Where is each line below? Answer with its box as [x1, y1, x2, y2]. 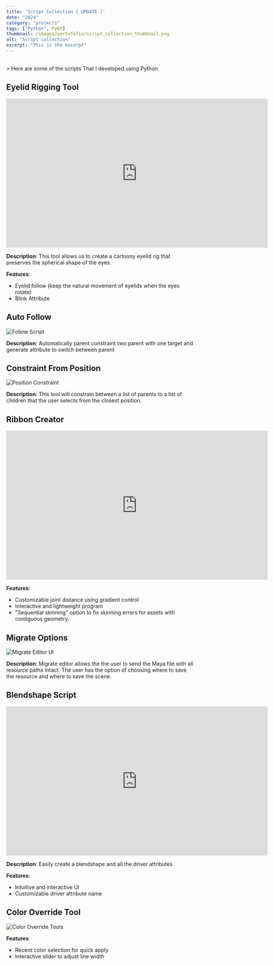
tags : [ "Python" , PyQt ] [6, 25, 66, 32]
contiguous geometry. [14, 615, 70, 623]
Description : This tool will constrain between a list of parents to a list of [6, 391, 182, 398]
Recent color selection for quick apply [14, 946, 109, 953]
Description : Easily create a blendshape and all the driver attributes [6, 860, 173, 867]
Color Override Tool [6, 907, 81, 918]
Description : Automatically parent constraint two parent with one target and [6, 339, 193, 347]
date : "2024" [6, 14, 39, 20]
